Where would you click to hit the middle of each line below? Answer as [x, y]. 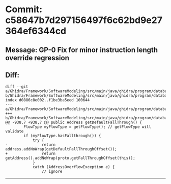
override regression [37, 58]
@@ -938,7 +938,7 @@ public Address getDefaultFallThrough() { [74, 123]
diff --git [17, 87]
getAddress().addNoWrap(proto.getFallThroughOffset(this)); [70, 158]
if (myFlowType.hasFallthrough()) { [62, 136]
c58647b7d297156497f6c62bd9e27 [84, 20]
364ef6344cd [36, 31]
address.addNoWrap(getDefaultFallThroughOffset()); [61, 149]
